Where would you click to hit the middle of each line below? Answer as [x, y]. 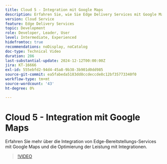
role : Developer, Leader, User [38, 33]
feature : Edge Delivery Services [40, 24]
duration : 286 [20, 56]
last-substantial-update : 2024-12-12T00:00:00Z [55, 61]
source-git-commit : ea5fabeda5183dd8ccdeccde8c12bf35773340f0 [71, 75]
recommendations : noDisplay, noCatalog [46, 47]
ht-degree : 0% [20, 88]
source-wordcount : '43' [30, 83]
